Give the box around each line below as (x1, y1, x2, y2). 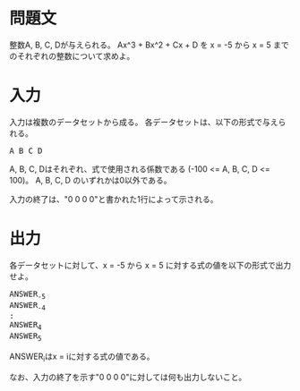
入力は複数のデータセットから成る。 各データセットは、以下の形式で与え (9, 116, 279, 127)
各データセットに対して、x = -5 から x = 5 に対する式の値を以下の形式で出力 (9, 259, 292, 270)
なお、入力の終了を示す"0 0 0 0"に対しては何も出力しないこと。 (9, 371, 247, 382)
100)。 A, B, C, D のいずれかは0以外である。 (9, 174, 172, 185)
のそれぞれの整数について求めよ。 (9, 50, 135, 61)
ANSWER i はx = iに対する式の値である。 (9, 351, 155, 363)
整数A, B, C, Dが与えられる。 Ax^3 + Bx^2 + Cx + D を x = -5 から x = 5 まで (9, 39, 289, 50)
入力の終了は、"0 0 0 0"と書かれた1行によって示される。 (9, 193, 219, 204)
